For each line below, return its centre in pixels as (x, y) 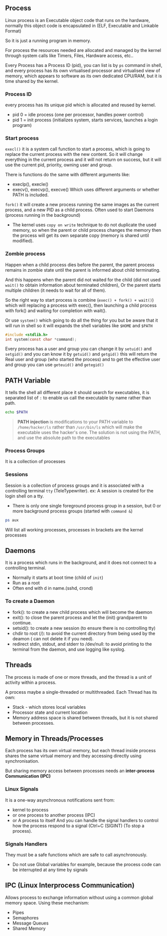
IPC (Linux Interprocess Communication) (70, 885)
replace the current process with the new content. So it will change (74, 154)
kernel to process (30, 810)
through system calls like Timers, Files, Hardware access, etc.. (69, 55)
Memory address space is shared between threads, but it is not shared (85, 717)
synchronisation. (22, 761)
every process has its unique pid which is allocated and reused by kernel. (81, 105)
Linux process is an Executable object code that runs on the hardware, (78, 20)
